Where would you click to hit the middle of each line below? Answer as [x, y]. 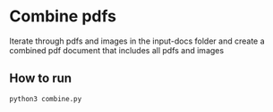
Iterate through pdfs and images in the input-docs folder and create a [137, 41]
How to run [41, 79]
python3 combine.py [46, 99]
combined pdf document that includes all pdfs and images [117, 50]
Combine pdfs [63, 16]
